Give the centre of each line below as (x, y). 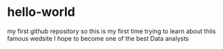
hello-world (41, 12)
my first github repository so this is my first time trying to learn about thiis (111, 31)
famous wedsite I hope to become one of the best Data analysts (98, 38)
